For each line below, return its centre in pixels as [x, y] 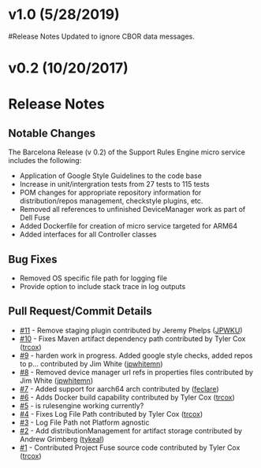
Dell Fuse [35, 217]
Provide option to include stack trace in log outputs [103, 286]
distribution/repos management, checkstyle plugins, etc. [111, 201]
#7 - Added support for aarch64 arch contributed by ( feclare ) [119, 388]
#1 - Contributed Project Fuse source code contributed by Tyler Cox [130, 448]
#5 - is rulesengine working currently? [82, 405]
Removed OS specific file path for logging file [93, 278]
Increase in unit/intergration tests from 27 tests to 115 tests [115, 184]
